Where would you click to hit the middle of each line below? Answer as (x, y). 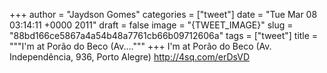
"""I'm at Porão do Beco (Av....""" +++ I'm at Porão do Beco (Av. (140, 46)
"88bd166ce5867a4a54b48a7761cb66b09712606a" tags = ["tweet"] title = (164, 35)
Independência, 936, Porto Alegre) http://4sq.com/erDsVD (130, 57)
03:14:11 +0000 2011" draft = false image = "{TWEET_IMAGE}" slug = (151, 25)
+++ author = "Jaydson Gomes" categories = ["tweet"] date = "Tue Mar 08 (163, 14)
